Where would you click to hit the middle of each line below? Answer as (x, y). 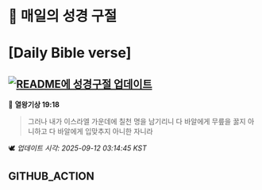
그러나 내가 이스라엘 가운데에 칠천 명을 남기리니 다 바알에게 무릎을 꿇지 (137, 122)
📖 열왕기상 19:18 (34, 104)
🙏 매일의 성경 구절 (63, 16)
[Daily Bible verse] (70, 53)
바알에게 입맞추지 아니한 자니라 (105, 131)
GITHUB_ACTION (52, 176)
